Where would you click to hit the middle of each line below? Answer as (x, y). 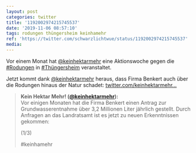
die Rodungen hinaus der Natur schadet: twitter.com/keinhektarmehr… (92, 85)
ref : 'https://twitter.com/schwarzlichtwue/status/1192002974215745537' (97, 39)
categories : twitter (31, 17)
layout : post (22, 11)
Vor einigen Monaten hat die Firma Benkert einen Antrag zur (93, 102)
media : (14, 45)
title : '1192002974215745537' (43, 22)
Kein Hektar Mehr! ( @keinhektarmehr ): (69, 96)
